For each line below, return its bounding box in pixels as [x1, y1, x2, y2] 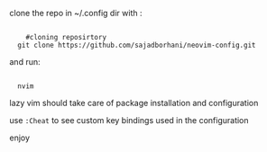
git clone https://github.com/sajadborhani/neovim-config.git [17, 40, 256, 49]
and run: [9, 57, 41, 67]
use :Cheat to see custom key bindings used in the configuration [9, 115, 250, 125]
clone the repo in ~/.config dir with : [9, 8, 143, 18]
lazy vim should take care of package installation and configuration [9, 98, 259, 108]
